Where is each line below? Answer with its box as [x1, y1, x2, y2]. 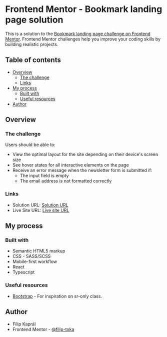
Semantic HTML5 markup [12, 248, 65, 254]
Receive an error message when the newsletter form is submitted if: [12, 167, 152, 173]
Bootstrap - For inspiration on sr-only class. [12, 293, 102, 299]
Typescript [12, 269, 35, 275]
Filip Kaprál [12, 321, 36, 327]
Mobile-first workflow [12, 258, 57, 264]
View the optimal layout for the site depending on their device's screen [12, 151, 158, 157]
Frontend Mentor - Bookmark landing [5, 3, 162, 15]
